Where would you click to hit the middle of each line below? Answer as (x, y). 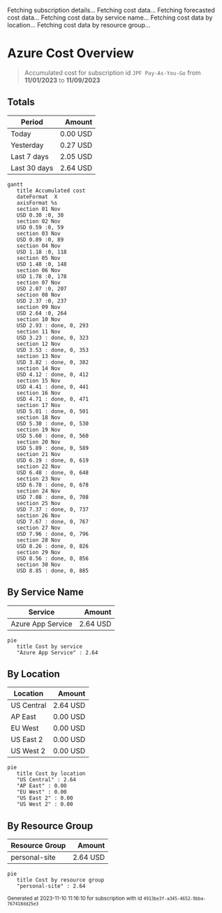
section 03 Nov (38, 233)
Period (32, 122)
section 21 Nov (38, 454)
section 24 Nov (38, 491)
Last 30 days (32, 167)
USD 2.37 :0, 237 (42, 301)
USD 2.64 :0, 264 (42, 313)
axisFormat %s (37, 202)
